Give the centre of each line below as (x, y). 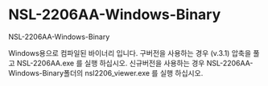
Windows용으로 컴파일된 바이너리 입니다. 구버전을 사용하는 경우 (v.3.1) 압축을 (130, 53)
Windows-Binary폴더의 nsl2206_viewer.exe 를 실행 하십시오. (106, 72)
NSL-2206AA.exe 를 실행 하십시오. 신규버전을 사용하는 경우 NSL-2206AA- (135, 63)
